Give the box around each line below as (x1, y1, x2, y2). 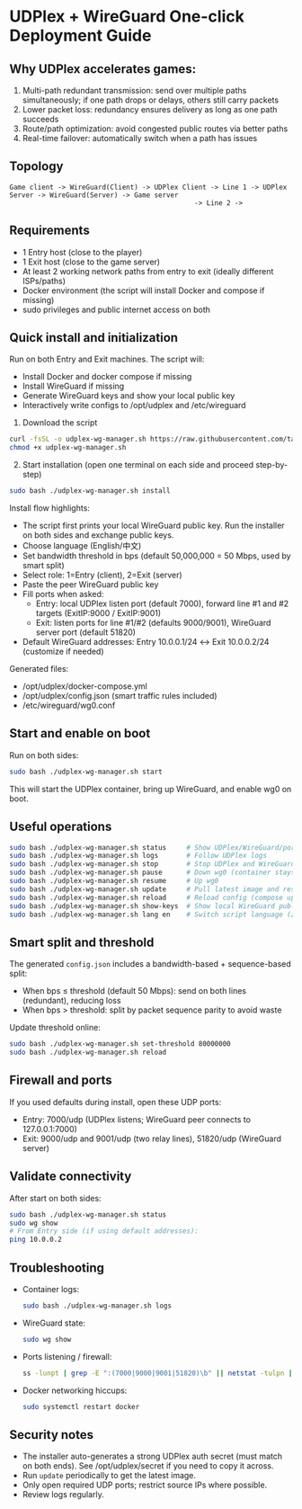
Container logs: (22, 1283, 80, 1294)
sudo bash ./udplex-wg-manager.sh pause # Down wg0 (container (9, 868, 271, 878)
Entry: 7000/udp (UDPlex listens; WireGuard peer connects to (22, 1113, 252, 1125)
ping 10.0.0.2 (9, 1235, 63, 1245)
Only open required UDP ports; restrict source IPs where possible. (22, 1479, 268, 1490)
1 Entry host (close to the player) (22, 246, 143, 257)
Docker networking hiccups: (22, 1385, 128, 1396)
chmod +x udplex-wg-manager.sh (9, 443, 127, 452)
